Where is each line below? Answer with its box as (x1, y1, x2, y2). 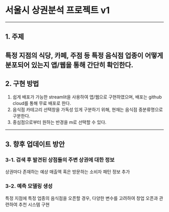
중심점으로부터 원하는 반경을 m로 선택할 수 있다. (12, 119, 107, 125)
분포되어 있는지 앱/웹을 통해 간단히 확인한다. (5, 61, 134, 69)
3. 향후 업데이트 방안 (5, 140, 65, 148)
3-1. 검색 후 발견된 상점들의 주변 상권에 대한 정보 (5, 156, 115, 163)
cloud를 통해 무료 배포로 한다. (12, 100, 71, 106)
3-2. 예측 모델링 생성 (5, 183, 53, 190)
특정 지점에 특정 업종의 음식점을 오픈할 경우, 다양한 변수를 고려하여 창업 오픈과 (5, 195, 158, 201)
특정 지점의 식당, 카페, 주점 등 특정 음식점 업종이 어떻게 (5, 51, 163, 60)
